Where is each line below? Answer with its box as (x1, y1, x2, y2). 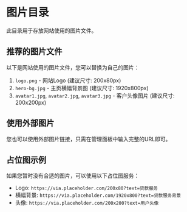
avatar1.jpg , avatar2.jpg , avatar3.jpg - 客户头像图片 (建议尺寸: (15, 92, 175, 99)
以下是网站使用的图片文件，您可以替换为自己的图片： (6, 63, 140, 71)
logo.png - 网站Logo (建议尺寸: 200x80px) (15, 77, 121, 84)
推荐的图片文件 (6, 46, 63, 57)
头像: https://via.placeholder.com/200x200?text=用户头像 (15, 199, 159, 207)
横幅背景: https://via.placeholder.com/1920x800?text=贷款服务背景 (15, 191, 181, 199)
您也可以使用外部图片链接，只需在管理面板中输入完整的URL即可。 (6, 135, 171, 143)
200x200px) (15, 99, 47, 106)
